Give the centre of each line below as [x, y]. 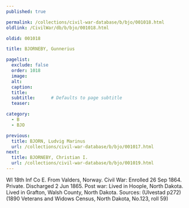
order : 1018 [26, 71]
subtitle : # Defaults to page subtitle [67, 98]
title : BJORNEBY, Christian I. [50, 158]
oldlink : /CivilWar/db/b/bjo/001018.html [58, 28]
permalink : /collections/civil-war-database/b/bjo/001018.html [85, 22]
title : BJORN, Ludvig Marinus [48, 141]
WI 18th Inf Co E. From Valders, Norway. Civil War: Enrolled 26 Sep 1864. [94, 180]
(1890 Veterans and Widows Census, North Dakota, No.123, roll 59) [87, 199]
